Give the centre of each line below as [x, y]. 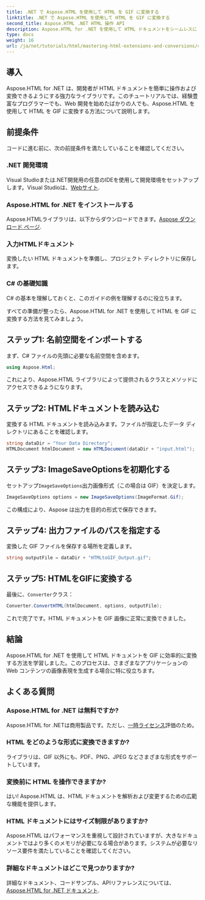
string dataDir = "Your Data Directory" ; [60, 443]
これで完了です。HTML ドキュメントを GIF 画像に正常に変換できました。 [98, 618]
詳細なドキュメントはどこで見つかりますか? [70, 868]
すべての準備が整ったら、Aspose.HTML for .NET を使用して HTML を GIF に [102, 311]
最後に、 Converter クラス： [40, 594]
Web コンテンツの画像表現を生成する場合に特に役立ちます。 [82, 670]
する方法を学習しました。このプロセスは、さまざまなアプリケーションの [97, 662]
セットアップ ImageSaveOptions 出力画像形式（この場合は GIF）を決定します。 [103, 485]
